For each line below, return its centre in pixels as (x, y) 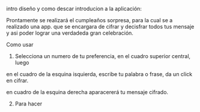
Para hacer (29, 104)
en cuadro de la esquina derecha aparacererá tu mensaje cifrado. (87, 92)
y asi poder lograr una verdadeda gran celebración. (70, 33)
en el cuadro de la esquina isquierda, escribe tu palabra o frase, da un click (99, 74)
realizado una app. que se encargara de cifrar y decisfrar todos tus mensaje (100, 27)
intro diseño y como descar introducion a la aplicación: (74, 9)
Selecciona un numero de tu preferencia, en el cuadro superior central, (103, 56)
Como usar (20, 45)
